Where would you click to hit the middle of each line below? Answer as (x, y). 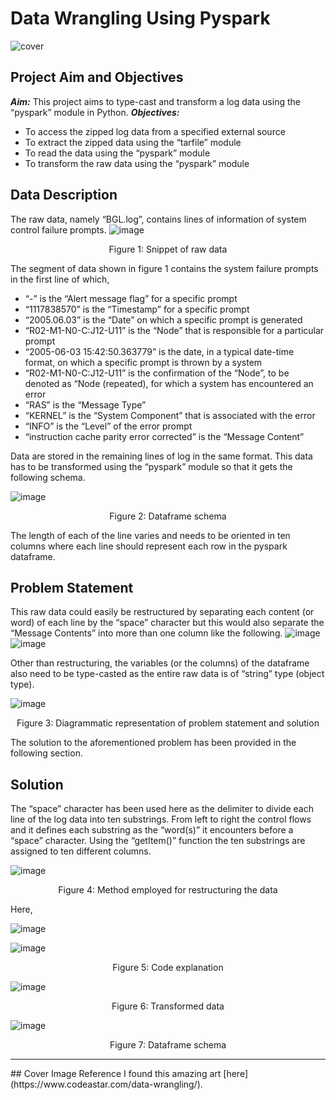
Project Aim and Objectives (97, 77)
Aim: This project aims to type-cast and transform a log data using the (155, 101)
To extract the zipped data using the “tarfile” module (133, 142)
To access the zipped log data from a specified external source (155, 131)
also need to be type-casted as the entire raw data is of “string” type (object (167, 674)
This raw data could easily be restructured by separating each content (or (162, 612)
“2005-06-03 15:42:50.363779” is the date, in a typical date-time (159, 351)
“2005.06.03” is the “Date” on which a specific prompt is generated (163, 319)
